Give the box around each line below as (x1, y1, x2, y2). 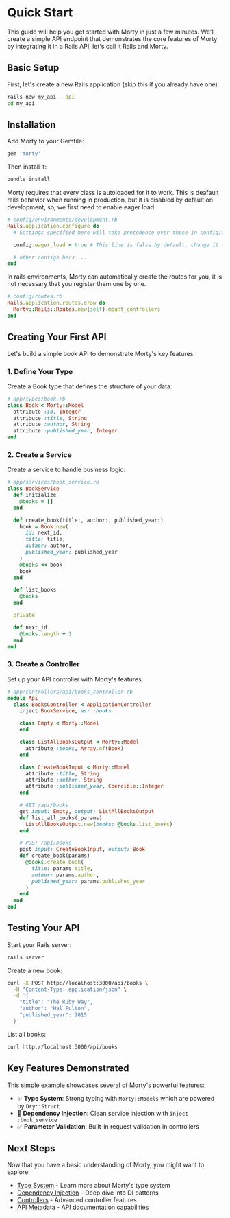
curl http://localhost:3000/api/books (7, 1043, 118, 1051)
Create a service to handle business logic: (7, 465, 125, 474)
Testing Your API (7, 922, 80, 934)
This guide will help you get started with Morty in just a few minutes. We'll (7, 27, 215, 36)
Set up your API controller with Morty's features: (7, 675, 144, 683)
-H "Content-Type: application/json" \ (13, 986, 127, 993)
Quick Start (7, 5, 73, 21)
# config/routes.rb (7, 293, 63, 300)
